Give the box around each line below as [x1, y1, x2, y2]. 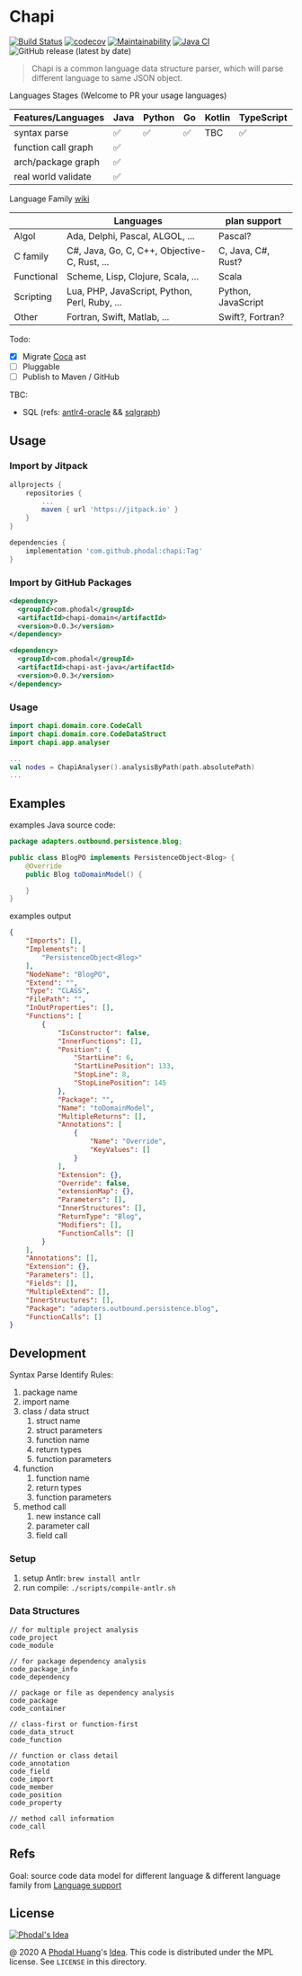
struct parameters [35, 1425, 103, 1436]
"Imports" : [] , [25, 936, 83, 945]
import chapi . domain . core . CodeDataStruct [9, 730, 167, 739]
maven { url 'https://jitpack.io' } [41, 505, 179, 514]
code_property [9, 1798, 63, 1807]
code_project [9, 1633, 58, 1642]
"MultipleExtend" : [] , [25, 1287, 111, 1296]
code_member [9, 1782, 54, 1792]
